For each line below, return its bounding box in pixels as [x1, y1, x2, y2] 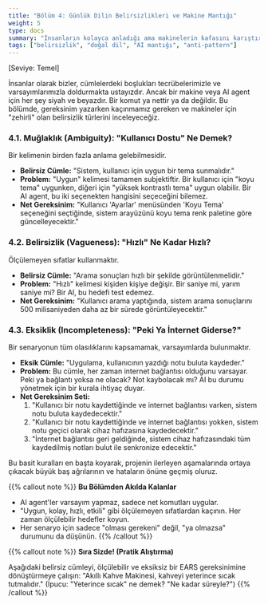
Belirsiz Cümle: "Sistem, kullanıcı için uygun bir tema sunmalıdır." [19, 166, 235, 176]
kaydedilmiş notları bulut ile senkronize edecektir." [31, 443, 197, 452]
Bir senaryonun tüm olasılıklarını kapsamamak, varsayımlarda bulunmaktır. [8, 342, 251, 352]
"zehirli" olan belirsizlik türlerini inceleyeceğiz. [8, 113, 160, 122]
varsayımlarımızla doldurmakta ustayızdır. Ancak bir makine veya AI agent [8, 87, 250, 97]
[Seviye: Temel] [8, 63, 60, 73]
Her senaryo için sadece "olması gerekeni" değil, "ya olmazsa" [19, 523, 226, 533]
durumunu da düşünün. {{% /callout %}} [19, 531, 153, 541]
